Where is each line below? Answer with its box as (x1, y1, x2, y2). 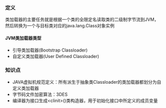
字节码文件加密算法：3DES (12, 91, 68, 97)
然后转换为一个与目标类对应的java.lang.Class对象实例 (5, 23, 115, 29)
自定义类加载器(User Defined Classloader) (12, 53, 100, 59)
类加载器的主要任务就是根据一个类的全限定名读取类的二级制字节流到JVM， (5, 16, 159, 23)
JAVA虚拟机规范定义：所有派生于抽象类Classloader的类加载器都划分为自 (12, 79, 162, 85)
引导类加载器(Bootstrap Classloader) (12, 47, 88, 53)
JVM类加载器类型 (5, 35, 41, 41)
